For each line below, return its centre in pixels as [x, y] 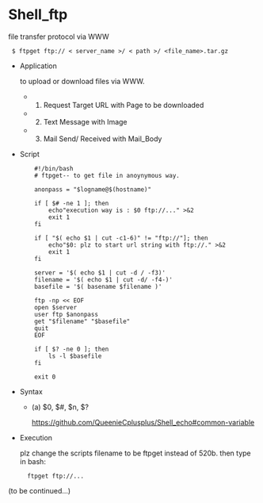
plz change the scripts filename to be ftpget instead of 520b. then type [135, 453]
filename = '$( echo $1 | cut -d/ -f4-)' [103, 279]
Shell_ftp [38, 15]
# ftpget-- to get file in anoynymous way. [107, 175]
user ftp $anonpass [67, 314]
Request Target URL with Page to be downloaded [124, 105]
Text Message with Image [86, 121]
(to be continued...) [40, 490]
